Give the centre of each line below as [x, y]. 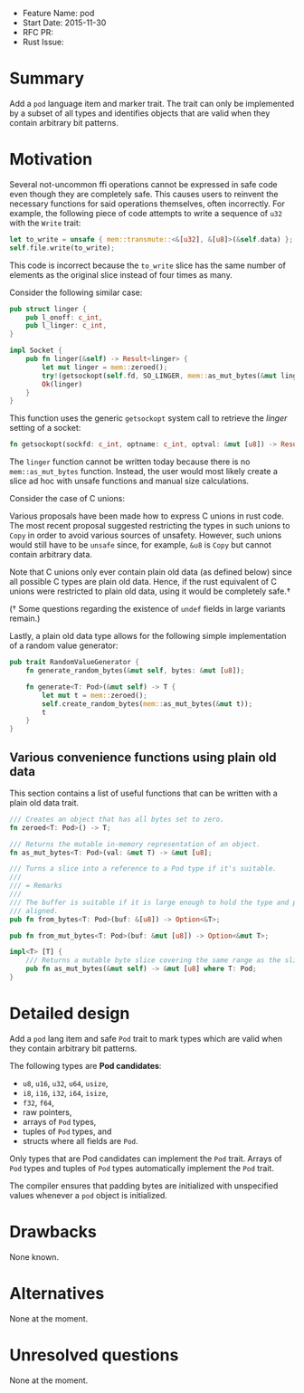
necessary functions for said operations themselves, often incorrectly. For [147, 204]
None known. [34, 1256]
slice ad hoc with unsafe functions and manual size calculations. [129, 481]
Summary [47, 78]
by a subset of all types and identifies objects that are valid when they [140, 113]
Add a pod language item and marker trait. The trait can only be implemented [152, 103]
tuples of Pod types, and [67, 1131]
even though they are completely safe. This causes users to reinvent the [144, 194]
